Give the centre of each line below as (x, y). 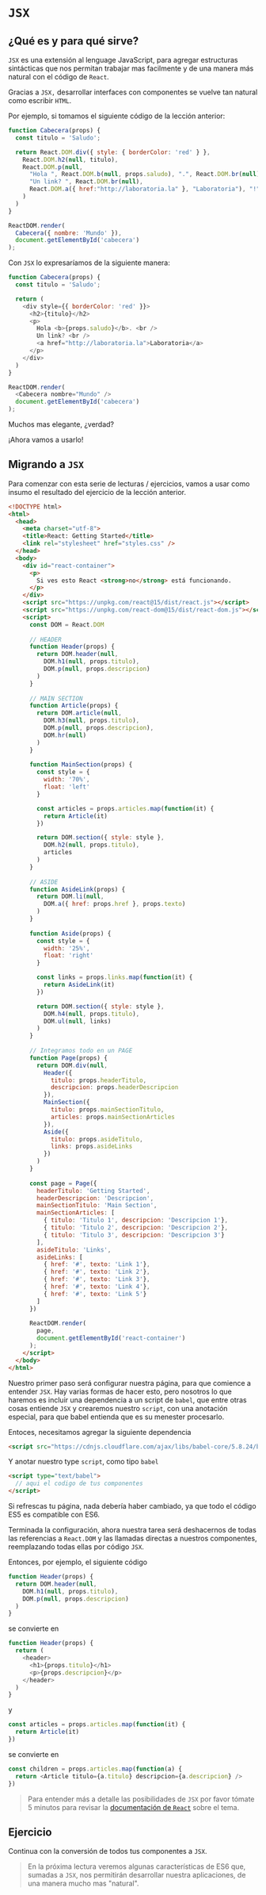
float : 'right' (68, 956)
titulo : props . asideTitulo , (97, 1139)
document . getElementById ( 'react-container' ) (111, 1338)
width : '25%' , (66, 948)
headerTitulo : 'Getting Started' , (93, 1191)
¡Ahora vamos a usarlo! (46, 439)
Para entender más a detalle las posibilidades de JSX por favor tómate (141, 1799)
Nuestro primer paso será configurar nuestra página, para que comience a (130, 1383)
